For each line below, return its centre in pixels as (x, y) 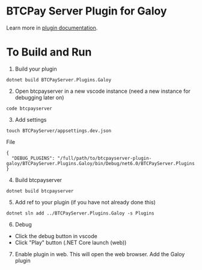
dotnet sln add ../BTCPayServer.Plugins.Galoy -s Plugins (80, 213)
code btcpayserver (29, 108)
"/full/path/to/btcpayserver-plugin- (105, 158)
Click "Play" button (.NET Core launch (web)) (71, 242)
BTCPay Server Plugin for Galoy (87, 11)
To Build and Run (49, 52)
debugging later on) (39, 97)
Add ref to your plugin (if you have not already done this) (85, 202)
